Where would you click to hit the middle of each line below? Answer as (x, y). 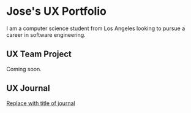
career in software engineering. (46, 34)
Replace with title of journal (41, 103)
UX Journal (28, 88)
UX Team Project (39, 54)
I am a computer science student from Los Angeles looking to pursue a (96, 28)
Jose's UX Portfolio (57, 11)
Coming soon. (24, 69)
